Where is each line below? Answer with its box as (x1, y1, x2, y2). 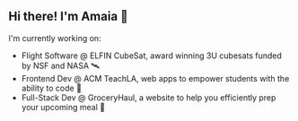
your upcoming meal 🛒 (21, 101, 105, 112)
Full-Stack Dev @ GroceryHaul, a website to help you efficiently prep (21, 91, 276, 103)
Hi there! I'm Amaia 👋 (8, 9, 129, 24)
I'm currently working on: (8, 32, 101, 43)
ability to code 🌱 (21, 82, 83, 93)
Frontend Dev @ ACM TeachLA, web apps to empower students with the (21, 73, 290, 83)
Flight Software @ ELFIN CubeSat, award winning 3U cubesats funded (21, 50, 282, 61)
